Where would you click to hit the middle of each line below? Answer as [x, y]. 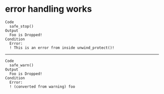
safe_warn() [22, 65]
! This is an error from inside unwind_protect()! [62, 47]
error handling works [49, 9]
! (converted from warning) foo [42, 87]
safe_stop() [22, 26]
